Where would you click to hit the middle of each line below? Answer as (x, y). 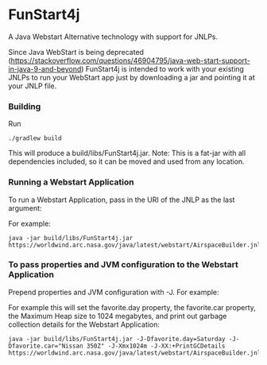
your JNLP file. (33, 86)
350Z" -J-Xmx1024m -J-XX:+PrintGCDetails (156, 346)
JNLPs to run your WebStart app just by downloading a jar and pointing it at (132, 77)
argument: (25, 208)
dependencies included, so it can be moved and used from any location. (126, 161)
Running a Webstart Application (71, 182)
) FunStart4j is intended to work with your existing (163, 68)
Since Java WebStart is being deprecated (76, 52)
